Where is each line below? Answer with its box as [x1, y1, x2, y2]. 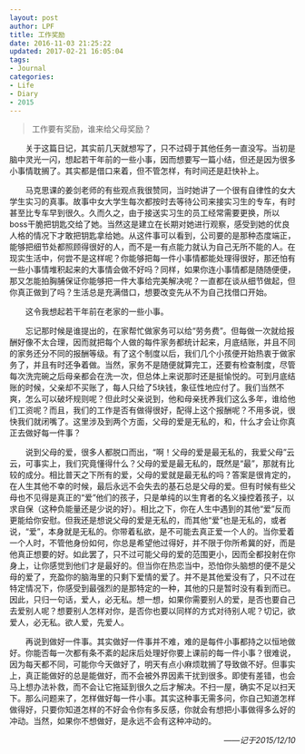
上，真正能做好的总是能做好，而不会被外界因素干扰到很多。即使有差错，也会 [9, 671, 296, 681]
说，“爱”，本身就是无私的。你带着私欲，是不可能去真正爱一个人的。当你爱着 [9, 526, 295, 537]
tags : [9, 55, 30, 64]
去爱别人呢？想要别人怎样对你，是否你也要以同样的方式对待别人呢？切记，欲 [9, 605, 296, 617]
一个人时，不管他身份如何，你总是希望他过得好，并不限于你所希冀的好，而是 [9, 537, 296, 549]
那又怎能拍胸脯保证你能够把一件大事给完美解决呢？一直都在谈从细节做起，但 [9, 276, 296, 287]
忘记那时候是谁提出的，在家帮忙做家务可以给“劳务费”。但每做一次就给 [25, 326, 288, 337]
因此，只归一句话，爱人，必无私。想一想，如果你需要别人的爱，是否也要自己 [9, 594, 296, 605]
